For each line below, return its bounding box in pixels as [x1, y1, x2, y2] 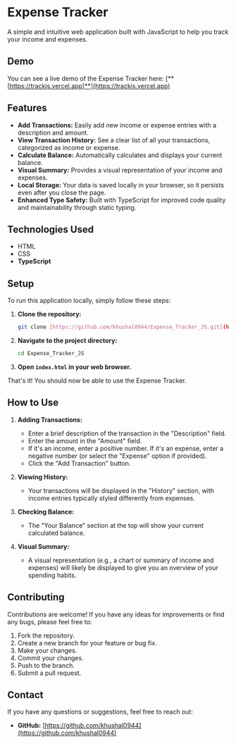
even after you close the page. [17, 188, 106, 197]
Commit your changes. [17, 653, 84, 662]
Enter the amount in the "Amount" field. [27, 436, 142, 445]
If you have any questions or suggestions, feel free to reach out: [7, 707, 194, 716]
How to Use [7, 397, 59, 409]
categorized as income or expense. [17, 143, 120, 151]
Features [7, 102, 47, 114]
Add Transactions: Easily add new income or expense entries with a [17, 120, 217, 129]
